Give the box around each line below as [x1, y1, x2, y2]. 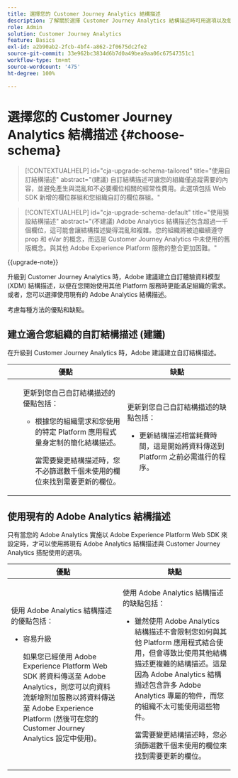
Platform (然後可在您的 [23, 714, 98, 724]
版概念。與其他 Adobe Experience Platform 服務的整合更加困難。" [24, 244, 217, 252]
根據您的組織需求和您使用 [35, 416, 120, 426]
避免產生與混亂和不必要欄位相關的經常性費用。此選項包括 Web [43, 184, 227, 193]
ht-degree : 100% [7, 70, 55, 77]
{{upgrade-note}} [7, 258, 59, 266]
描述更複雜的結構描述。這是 [134, 659, 227, 669]
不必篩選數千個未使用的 [35, 466, 113, 476]
